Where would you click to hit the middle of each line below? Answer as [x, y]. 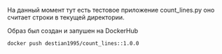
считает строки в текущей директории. [66, 17]
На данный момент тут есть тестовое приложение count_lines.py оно [111, 10]
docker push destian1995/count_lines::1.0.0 [73, 44]
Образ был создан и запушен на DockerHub [73, 31]
